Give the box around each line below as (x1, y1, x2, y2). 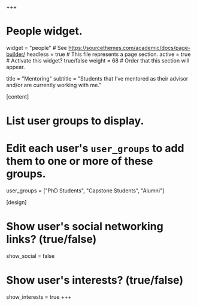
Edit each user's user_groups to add (6, 142, 184, 155)
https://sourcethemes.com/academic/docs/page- (68, 44, 190, 51)
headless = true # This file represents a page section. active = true (26, 50, 191, 58)
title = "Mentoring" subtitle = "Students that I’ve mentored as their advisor (6, 75, 189, 82)
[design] (6, 199, 27, 206)
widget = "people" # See (6, 44, 68, 51)
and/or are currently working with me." (6, 81, 102, 88)
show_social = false (6, 252, 55, 259)
